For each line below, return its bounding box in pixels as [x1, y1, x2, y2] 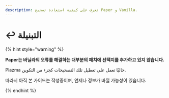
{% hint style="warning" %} [5, 46, 64, 52]
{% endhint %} [5, 87, 37, 93]
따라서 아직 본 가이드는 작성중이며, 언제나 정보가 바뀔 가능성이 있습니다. [5, 77, 147, 83]
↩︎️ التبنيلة [5, 29, 42, 41]
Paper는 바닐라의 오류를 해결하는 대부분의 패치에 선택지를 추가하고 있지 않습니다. [5, 56, 164, 62]
